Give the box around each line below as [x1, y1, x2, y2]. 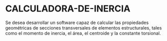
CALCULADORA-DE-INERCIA [5, 3, 131, 14]
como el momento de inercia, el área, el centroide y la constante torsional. [5, 30, 161, 36]
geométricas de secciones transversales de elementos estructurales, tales [5, 24, 162, 30]
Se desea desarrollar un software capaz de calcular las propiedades [5, 19, 149, 25]
